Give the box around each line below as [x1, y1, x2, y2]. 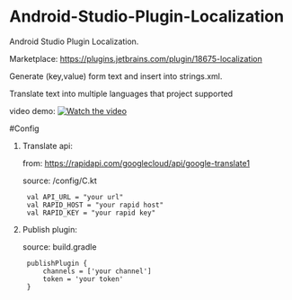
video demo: [9, 105, 56, 116]
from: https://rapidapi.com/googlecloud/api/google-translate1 [22, 157, 250, 168]
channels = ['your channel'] [42, 267, 152, 276]
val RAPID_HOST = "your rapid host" [26, 200, 164, 209]
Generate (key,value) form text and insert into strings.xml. [9, 70, 223, 82]
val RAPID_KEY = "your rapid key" [26, 208, 156, 217]
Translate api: [22, 140, 74, 151]
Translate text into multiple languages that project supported [9, 88, 234, 99]
